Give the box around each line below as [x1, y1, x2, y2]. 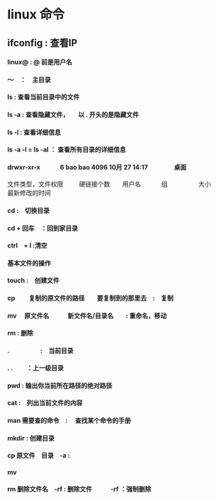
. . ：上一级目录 [7, 364, 64, 372]
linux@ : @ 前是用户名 [7, 58, 73, 66]
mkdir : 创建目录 [7, 434, 55, 442]
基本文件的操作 [7, 259, 51, 267]
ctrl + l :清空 [7, 241, 47, 250]
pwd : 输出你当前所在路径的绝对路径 [7, 381, 113, 390]
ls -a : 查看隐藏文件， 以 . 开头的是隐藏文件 [7, 110, 139, 119]
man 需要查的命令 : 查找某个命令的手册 [7, 417, 131, 425]
